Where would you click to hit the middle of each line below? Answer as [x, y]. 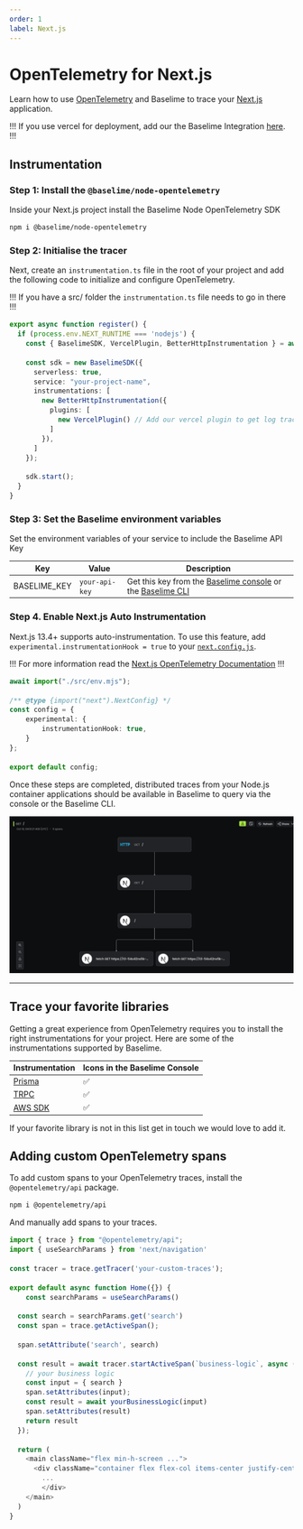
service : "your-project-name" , [92, 382]
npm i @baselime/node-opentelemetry [78, 227]
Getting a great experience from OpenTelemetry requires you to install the [147, 1028]
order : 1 [26, 19]
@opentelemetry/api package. [64, 1188]
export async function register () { [78, 325]
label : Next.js [38, 28]
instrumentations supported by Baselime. [86, 1048]
